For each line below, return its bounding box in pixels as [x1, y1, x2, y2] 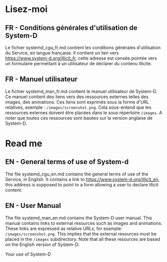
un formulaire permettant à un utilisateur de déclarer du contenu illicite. [5, 61, 152, 66]
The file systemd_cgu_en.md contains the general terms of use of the [5, 171, 149, 177]
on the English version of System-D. [5, 241, 80, 247]
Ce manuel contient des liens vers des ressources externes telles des [5, 94, 149, 100]
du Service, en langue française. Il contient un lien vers [5, 50, 119, 56]
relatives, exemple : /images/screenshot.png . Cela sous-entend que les [5, 104, 151, 110]
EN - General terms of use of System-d [5, 158, 129, 166]
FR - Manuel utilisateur [5, 75, 78, 84]
